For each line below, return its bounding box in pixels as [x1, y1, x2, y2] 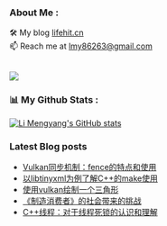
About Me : [9, 6, 59, 19]
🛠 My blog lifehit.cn [9, 27, 84, 38]
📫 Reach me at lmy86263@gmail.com [9, 41, 153, 51]
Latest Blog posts [9, 140, 88, 152]
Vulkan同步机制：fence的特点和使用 [22, 161, 157, 172]
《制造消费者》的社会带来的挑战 [22, 195, 142, 206]
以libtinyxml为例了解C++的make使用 [22, 173, 158, 184]
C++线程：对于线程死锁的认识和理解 [22, 206, 158, 217]
